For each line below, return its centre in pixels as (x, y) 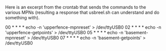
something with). (22, 18)
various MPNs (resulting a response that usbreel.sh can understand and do (82, 12)
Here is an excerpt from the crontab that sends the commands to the (76, 7)
